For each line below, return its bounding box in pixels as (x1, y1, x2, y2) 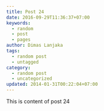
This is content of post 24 (6, 98, 70, 105)
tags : (6, 48, 20, 54)
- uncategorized (11, 76, 52, 82)
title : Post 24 (6, 8, 44, 15)
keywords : (6, 20, 31, 26)
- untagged (11, 59, 39, 65)
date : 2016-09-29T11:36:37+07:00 (6, 14, 90, 20)
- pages (11, 37, 31, 43)
